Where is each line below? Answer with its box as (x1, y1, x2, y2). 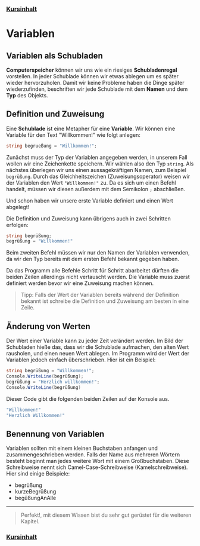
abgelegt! (6, 203, 30, 210)
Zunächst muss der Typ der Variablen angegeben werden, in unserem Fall (6, 154, 187, 161)
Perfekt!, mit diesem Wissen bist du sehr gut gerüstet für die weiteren (20, 511, 192, 519)
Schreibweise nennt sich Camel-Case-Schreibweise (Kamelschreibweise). (6, 464, 188, 471)
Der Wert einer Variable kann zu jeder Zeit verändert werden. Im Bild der (6, 337, 183, 345)
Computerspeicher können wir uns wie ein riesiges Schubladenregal (6, 66, 177, 73)
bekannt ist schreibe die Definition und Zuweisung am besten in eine (20, 297, 189, 305)
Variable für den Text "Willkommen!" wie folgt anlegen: (6, 131, 141, 139)
